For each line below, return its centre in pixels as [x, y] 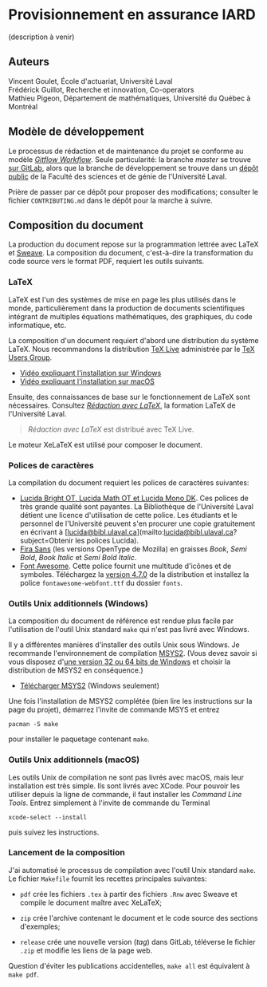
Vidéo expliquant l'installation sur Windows [90, 373]
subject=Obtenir [47, 540]
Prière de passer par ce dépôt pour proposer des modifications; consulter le [133, 191]
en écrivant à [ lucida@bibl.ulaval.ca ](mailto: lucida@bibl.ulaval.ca [126, 531]
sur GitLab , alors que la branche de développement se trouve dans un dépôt [133, 168]
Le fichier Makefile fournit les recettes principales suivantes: [108, 878]
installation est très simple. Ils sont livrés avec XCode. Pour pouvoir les [124, 786]
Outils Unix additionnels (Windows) [79, 603]
